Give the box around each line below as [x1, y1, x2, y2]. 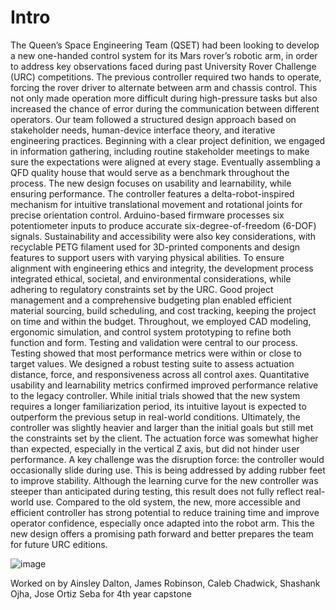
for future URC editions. [10, 538, 108, 550]
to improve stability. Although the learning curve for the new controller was [10, 474, 319, 486]
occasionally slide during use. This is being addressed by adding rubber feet [10, 464, 326, 476]
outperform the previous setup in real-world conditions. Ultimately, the [10, 411, 301, 423]
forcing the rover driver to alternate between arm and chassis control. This [10, 81, 318, 93]
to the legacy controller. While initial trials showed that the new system [10, 389, 301, 401]
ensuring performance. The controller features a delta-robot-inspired [10, 187, 295, 200]
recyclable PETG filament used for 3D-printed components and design [10, 241, 301, 253]
